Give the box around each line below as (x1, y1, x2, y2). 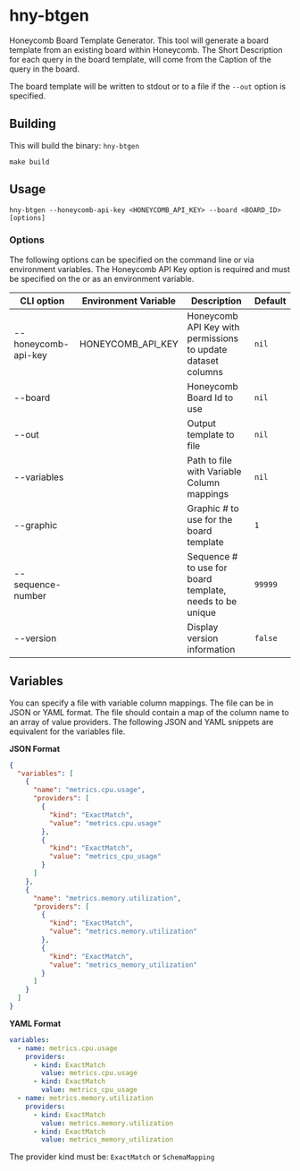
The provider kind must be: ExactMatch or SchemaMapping (9, 1151, 215, 1162)
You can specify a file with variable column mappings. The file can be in (9, 697, 274, 708)
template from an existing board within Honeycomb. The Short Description (9, 44, 283, 55)
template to (187, 428, 235, 440)
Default (254, 295, 287, 307)
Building (9, 116, 56, 132)
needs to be (187, 594, 237, 607)
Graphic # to (187, 502, 239, 515)
